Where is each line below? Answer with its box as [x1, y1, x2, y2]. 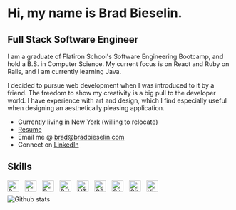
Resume [17, 125, 42, 133]
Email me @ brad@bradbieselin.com [17, 133, 125, 141]
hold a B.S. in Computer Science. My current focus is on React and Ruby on [7, 60, 230, 68]
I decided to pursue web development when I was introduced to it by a [7, 81, 215, 90]
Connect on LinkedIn [17, 140, 79, 149]
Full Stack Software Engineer [7, 33, 139, 46]
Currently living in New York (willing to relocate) [17, 117, 158, 126]
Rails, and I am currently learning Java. [7, 68, 122, 75]
